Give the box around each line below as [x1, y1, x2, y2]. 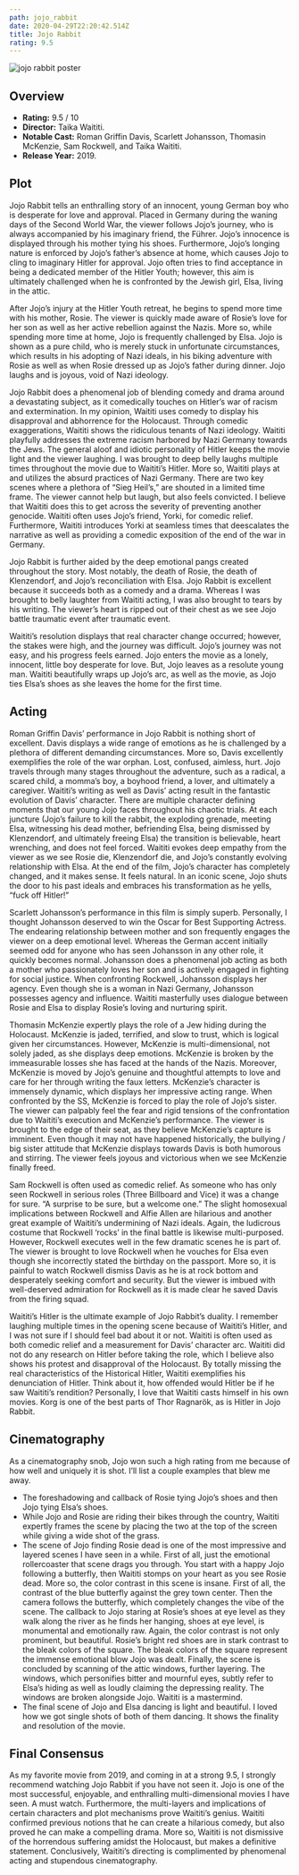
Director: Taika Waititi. [21, 122, 105, 132]
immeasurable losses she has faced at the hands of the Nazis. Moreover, [9, 1057, 278, 1068]
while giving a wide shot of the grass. [21, 1530, 161, 1540]
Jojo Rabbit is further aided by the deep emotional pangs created [9, 556, 249, 567]
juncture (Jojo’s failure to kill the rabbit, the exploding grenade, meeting [9, 814, 272, 824]
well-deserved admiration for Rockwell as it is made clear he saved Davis [9, 1283, 278, 1294]
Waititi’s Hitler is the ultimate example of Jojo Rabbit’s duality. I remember [9, 1310, 278, 1321]
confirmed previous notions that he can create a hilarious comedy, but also [9, 1818, 286, 1828]
